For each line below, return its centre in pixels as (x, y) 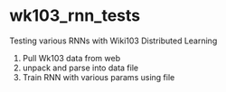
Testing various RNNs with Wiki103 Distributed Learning (113, 41)
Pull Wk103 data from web (71, 58)
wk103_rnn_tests (75, 16)
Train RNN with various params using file (99, 77)
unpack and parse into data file (80, 68)
